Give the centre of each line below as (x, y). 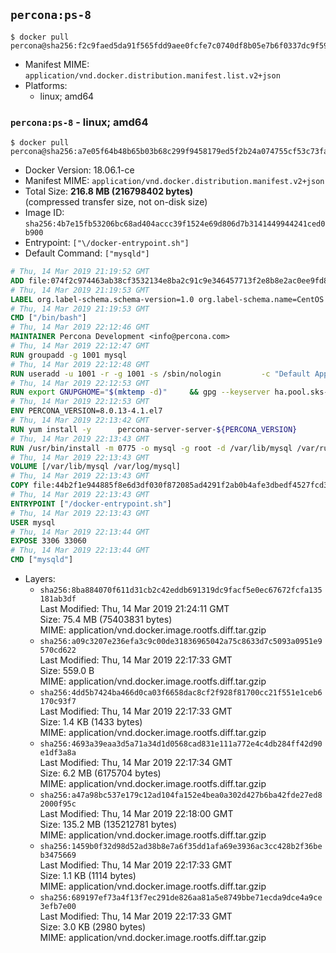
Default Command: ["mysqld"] (87, 253)
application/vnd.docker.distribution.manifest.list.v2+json (152, 75)
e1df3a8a (58, 753)
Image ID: (44, 213)
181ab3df (58, 599)
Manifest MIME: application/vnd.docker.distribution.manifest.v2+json (174, 181)
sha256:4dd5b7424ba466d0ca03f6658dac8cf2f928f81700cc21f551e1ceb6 (181, 693)
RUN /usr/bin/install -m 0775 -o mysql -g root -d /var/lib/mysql (151, 448)
